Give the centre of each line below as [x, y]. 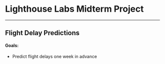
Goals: [12, 45]
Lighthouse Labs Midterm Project [74, 9]
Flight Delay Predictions [42, 33]
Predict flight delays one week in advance [55, 56]
